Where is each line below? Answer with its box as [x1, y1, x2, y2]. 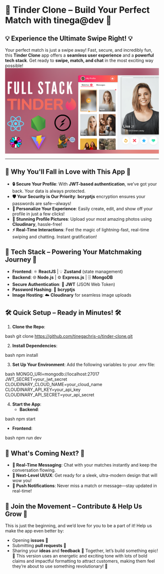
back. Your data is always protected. [12, 188, 86, 194]
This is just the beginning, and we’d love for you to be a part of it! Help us [5, 523, 152, 529]
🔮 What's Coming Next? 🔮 [5, 449, 85, 457]
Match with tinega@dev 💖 [5, 15, 112, 26]
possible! [5, 63, 23, 68]
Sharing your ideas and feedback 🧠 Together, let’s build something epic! [12, 548, 159, 553]
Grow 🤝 [5, 510, 28, 518]
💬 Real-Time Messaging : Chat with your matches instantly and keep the [12, 462, 158, 468]
